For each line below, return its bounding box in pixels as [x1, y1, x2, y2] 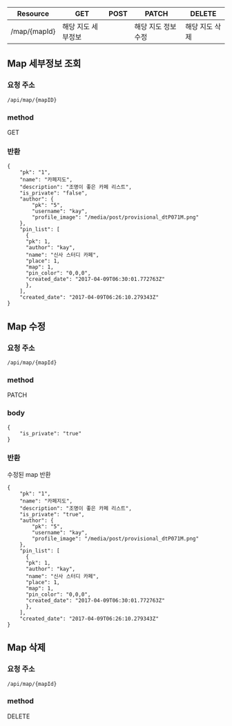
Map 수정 [7, 320, 46, 332]
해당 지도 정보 [134, 22, 177, 31]
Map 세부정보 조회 [7, 58, 81, 70]
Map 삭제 [7, 642, 46, 653]
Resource [17, 9, 50, 18]
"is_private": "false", [19, 190, 88, 197]
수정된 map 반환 [7, 470, 51, 478]
